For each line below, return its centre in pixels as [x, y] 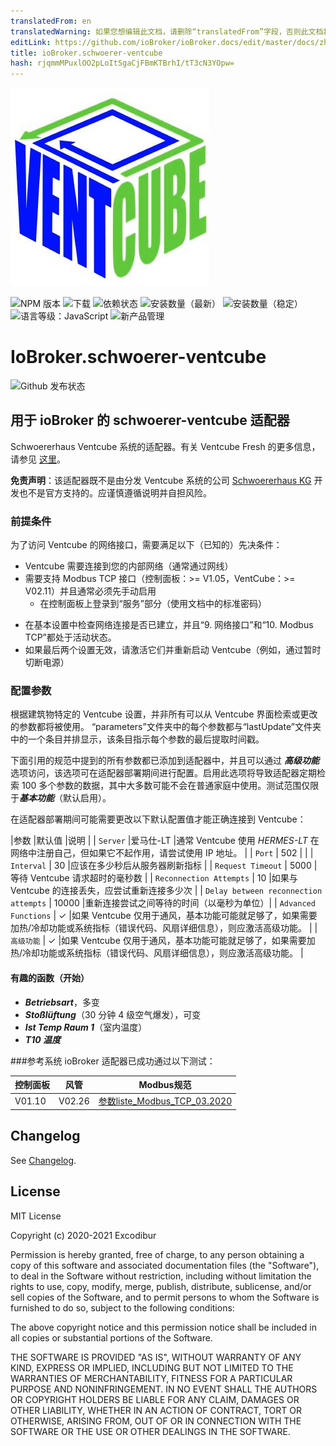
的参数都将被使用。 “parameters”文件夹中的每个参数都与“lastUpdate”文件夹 [166, 727]
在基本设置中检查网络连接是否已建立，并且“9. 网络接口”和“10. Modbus [169, 625]
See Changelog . [43, 1160]
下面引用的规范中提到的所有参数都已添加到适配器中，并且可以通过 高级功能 [165, 761]
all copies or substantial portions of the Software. [111, 1337]
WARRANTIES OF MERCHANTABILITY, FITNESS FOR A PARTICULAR [151, 1378]
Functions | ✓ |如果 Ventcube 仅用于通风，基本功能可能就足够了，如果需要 [164, 916]
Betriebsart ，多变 [62, 1002]
